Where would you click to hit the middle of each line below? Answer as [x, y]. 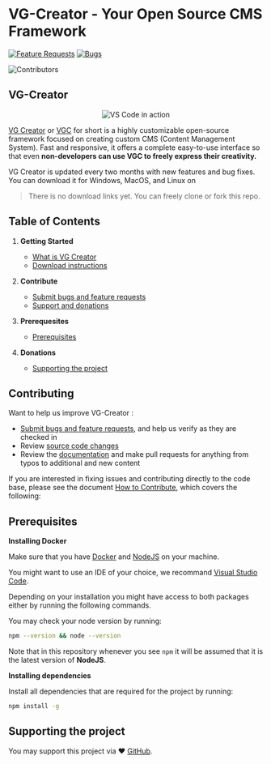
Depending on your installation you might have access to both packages [129, 597]
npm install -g [34, 706]
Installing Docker [38, 541]
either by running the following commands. [80, 605]
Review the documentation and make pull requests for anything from [134, 455]
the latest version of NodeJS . [57, 660]
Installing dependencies [50, 676]
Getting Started [47, 241]
